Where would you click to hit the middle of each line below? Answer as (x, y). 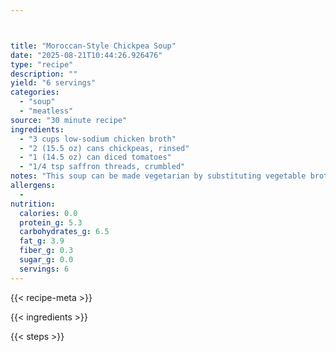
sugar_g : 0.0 (46, 260)
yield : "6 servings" (53, 83)
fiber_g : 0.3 (46, 251)
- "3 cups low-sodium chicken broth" (98, 139)
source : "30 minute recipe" (69, 120)
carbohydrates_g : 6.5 (64, 232)
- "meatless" (46, 111)
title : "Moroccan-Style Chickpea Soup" (93, 46)
